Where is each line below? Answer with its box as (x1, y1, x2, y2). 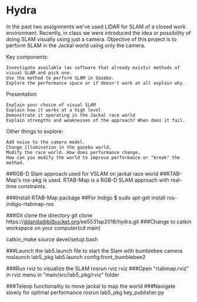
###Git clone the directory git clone (6, 212, 93, 219)
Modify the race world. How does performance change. (6, 149, 141, 155)
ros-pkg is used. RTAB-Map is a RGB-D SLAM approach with (22, 176, 169, 183)
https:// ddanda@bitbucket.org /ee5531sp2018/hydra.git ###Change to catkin (6, 218, 192, 225)
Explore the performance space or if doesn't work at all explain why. (6, 80, 185, 86)
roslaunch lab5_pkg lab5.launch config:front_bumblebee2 (6, 253, 146, 260)
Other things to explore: (6, 127, 64, 134)
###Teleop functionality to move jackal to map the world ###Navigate (6, 283, 176, 290)
